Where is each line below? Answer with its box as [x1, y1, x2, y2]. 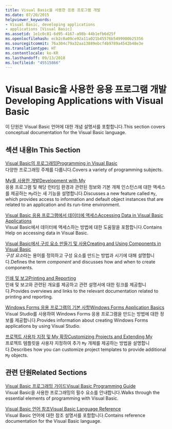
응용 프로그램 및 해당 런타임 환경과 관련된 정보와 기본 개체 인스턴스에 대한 [5, 184, 152, 190]
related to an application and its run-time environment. [5, 201, 121, 208]
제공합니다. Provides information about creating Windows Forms [14, 317, 148, 323]
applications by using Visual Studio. [5, 323, 81, 329]
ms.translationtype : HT [5, 46, 56, 51]
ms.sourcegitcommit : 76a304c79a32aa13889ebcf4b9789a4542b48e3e [5, 41, 144, 46]
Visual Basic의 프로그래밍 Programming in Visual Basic [5, 160, 118, 166]
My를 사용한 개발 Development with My [5, 178, 86, 183]
